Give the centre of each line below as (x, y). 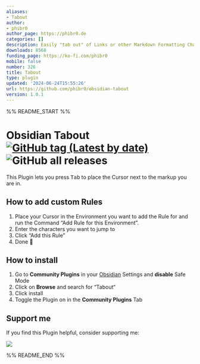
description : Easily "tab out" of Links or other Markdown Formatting (96, 45)
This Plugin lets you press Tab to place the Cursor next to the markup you (97, 177)
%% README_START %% (38, 111)
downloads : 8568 (26, 50)
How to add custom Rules (54, 202)
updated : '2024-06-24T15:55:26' (46, 84)
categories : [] (25, 39)
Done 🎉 (24, 242)
